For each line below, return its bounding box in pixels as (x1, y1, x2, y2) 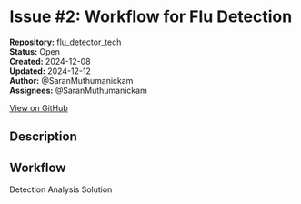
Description (9, 129, 77, 145)
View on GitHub (9, 102, 68, 113)
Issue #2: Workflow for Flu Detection (9, 6, 293, 27)
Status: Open (9, 46, 61, 56)
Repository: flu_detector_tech (9, 36, 122, 47)
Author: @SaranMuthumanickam (9, 75, 134, 86)
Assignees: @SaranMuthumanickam (9, 85, 147, 96)
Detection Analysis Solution (9, 184, 113, 195)
